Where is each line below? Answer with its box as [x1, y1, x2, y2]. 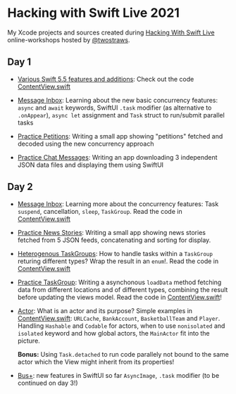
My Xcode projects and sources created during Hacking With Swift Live [7, 28, 215, 37]
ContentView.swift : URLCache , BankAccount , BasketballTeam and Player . [17, 314, 221, 322]
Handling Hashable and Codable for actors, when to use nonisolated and [17, 322, 225, 330]
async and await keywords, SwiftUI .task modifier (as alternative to [17, 103, 212, 112]
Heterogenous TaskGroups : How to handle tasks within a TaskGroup [17, 249, 213, 258]
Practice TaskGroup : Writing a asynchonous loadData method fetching [17, 278, 222, 286]
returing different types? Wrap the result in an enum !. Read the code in [17, 257, 219, 265]
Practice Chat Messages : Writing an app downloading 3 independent [17, 153, 218, 161]
